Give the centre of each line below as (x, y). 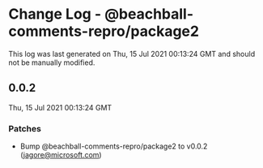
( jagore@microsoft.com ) (61, 155)
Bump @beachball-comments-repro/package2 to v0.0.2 (114, 146)
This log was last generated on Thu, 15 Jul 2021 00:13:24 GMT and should (132, 54)
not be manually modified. (52, 62)
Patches (25, 128)
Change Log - (55, 14)
